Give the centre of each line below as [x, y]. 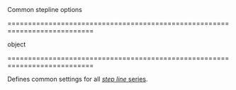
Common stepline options [45, 9]
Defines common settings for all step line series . [78, 79]
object [17, 44]
